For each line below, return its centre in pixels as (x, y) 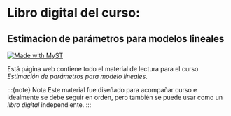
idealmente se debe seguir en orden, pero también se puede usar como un (115, 97)
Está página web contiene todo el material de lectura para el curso (103, 69)
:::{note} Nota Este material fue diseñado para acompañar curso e (102, 90)
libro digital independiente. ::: (49, 105)
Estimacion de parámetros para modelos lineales (116, 39)
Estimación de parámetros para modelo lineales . (78, 76)
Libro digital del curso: (74, 13)
